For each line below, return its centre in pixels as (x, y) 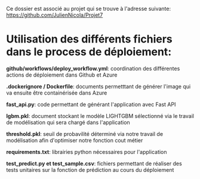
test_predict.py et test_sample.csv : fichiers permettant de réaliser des (94, 163)
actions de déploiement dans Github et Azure (62, 75)
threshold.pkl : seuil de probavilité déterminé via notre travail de (84, 134)
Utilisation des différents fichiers (90, 39)
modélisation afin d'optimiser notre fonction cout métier (75, 140)
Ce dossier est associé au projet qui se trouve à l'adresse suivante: (89, 9)
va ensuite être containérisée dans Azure (57, 93)
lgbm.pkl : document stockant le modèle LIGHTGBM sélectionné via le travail (100, 116)
